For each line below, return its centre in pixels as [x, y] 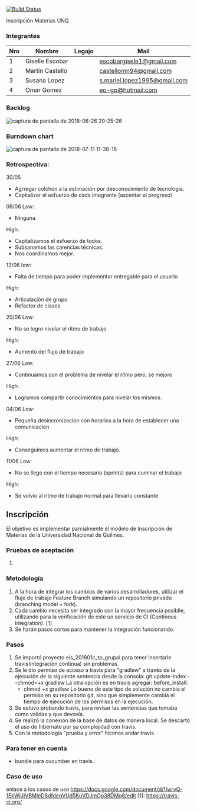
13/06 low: [19, 265]
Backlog [18, 108]
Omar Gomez [44, 90]
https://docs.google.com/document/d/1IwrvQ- [127, 789]
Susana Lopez [45, 81]
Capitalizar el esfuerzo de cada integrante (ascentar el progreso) [93, 195]
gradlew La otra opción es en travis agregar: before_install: [116, 682]
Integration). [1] [33, 623]
